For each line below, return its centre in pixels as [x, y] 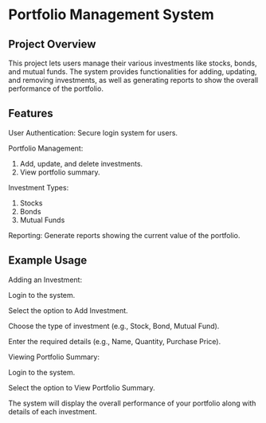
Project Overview [52, 44]
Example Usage [48, 260]
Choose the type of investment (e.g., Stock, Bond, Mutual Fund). [114, 326]
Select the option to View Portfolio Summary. [82, 387]
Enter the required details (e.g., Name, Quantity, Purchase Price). [115, 341]
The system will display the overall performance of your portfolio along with [132, 403]
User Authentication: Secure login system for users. [93, 132]
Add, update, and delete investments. [81, 163]
